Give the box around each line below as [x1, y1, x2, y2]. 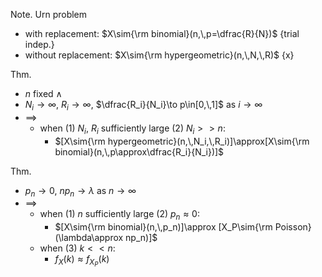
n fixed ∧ [24, 88, 63, 99]
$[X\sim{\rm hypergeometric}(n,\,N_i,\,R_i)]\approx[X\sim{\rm [54, 135, 310, 147]
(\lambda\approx [54, 232, 124, 244]
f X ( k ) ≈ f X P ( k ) [54, 253, 110, 269]
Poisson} [274, 221, 312, 233]
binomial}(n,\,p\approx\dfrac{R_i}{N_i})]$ [54, 145, 225, 158]
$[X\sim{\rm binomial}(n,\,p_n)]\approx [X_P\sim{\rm [54, 221, 273, 233]
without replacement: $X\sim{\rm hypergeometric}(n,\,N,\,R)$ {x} [24, 49, 295, 61]
